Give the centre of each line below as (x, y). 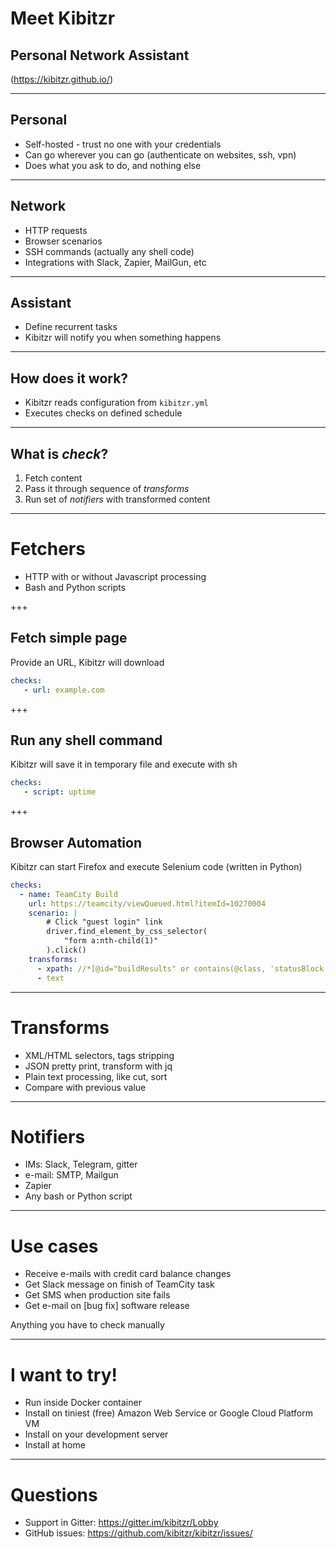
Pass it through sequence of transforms (107, 489)
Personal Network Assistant (100, 55)
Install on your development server (96, 1434)
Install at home (55, 1445)
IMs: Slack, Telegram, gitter (81, 1164)
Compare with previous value (85, 1087)
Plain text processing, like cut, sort (96, 1076)
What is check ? (59, 453)
